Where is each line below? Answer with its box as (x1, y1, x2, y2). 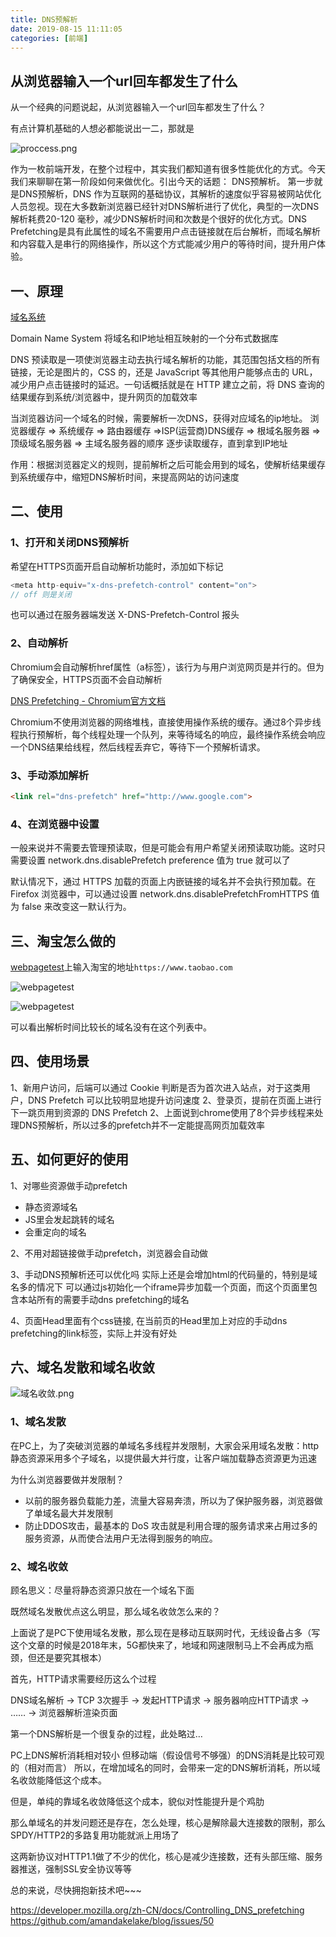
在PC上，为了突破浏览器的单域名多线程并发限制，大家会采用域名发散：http (10, 1439, 320, 1451)
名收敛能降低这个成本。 (10, 1774, 107, 1786)
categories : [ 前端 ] (10, 33, 89, 43)
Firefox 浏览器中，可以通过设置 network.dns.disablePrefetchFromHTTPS (10, 888, 309, 900)
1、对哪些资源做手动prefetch (10, 1179, 128, 1191)
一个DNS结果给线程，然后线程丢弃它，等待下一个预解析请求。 (10, 741, 266, 753)
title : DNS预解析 (10, 14, 78, 25)
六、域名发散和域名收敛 (10, 1359, 155, 1376)
